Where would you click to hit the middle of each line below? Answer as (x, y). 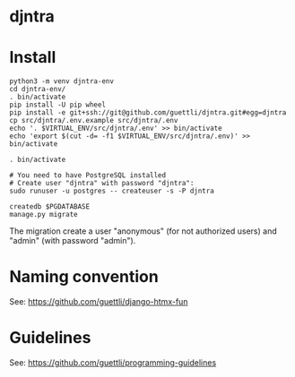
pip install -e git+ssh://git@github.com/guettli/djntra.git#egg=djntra (148, 113)
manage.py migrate (43, 215)
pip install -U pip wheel (57, 105)
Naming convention (84, 277)
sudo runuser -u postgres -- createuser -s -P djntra (112, 191)
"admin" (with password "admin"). (73, 241)
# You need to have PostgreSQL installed (88, 176)
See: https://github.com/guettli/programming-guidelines (113, 363)
